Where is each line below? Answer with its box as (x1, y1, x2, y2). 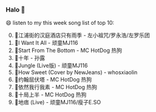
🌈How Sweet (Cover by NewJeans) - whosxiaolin (14, 69, 138, 76)
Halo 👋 (5, 5, 25, 14)
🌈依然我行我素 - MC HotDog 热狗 (14, 84, 98, 91)
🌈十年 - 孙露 (14, 54, 46, 62)
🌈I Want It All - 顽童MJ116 (14, 39, 78, 47)
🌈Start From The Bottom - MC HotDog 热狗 (14, 47, 123, 54)
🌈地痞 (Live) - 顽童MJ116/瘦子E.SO (14, 99, 101, 106)
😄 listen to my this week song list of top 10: (5, 19, 115, 27)
